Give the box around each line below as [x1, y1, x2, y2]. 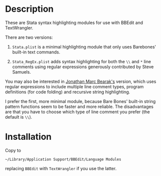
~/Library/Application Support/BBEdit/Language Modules [5, 157, 121, 162]
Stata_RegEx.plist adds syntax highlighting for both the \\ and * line [12, 58, 151, 64]
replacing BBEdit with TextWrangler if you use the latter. [5, 165, 116, 171]
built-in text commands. [12, 49, 60, 55]
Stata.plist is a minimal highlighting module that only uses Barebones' [12, 44, 157, 50]
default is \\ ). [5, 114, 33, 120]
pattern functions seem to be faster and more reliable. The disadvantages [5, 103, 154, 109]
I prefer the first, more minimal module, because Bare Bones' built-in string [5, 98, 156, 104]
